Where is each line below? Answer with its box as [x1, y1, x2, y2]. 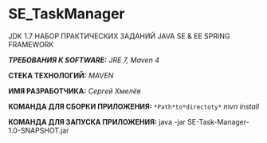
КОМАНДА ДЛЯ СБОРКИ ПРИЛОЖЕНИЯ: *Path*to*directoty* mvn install [8, 101, 260, 111]
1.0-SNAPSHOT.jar [8, 125, 69, 135]
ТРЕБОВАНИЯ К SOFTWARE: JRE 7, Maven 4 [8, 55, 159, 65]
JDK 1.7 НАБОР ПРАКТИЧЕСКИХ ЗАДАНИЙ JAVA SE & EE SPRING [8, 31, 230, 41]
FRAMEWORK [8, 39, 54, 49]
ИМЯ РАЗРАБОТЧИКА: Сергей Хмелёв [8, 85, 141, 96]
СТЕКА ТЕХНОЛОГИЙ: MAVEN [8, 70, 114, 80]
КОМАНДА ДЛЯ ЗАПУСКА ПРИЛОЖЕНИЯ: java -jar [8, 117, 186, 126]
